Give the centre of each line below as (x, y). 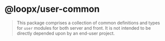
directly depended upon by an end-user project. (66, 33)
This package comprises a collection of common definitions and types (88, 23)
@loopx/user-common (52, 9)
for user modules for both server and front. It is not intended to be (84, 28)
